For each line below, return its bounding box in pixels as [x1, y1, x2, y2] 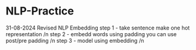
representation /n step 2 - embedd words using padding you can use [5, 30, 177, 37]
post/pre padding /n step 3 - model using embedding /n [5, 37, 144, 44]
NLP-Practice [5, 4, 74, 18]
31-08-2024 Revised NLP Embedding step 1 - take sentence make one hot [5, 24, 190, 31]
